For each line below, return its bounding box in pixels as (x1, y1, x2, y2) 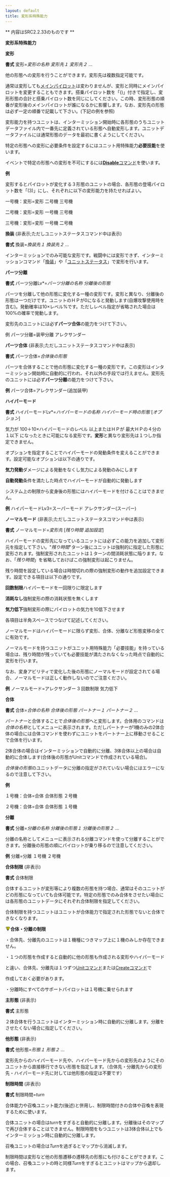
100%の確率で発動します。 (5, 310, 61, 316)
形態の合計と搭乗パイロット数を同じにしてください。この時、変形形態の (9, 95, 160, 102)
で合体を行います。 (5, 736, 45, 743)
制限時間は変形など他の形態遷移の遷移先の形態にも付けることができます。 (5, 1154, 160, 1160)
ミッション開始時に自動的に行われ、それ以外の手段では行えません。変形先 (9, 370, 165, 376)
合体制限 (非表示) (5, 863, 41, 870)
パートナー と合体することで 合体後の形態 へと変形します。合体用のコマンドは (5, 718, 164, 724)
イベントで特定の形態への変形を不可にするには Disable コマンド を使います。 (5, 159, 163, 165)
